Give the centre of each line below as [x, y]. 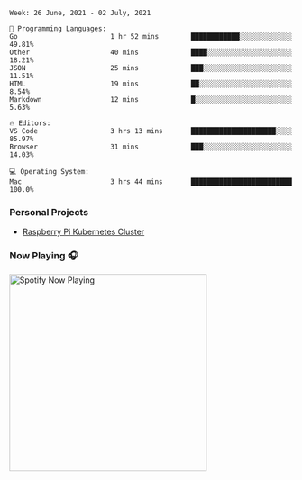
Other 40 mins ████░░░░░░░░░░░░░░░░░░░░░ [151, 52]
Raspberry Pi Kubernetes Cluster [83, 232]
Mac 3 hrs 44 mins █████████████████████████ [151, 182]
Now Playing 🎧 [44, 256]
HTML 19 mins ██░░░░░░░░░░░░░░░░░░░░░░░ [151, 84]
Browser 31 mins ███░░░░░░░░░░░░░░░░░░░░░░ [151, 147]
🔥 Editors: [30, 123]
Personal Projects [49, 212]
